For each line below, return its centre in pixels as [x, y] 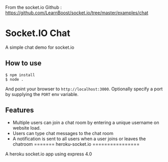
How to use [23, 63]
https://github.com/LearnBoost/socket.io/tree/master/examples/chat [77, 13]
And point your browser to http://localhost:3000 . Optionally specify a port [84, 89]
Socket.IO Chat [38, 33]
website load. [27, 128]
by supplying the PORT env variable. [42, 94]
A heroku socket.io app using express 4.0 [49, 154]
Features [20, 110]
